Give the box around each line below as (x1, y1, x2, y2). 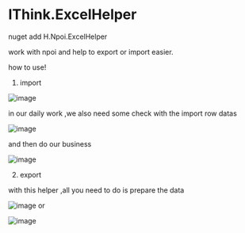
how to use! (8, 62, 47, 72)
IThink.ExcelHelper (8, 6, 137, 24)
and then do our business (8, 139, 92, 148)
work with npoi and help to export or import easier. (8, 47, 174, 56)
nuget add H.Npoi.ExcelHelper (8, 32, 108, 41)
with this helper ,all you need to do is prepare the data (8, 185, 185, 195)
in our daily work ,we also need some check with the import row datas (8, 109, 238, 118)
